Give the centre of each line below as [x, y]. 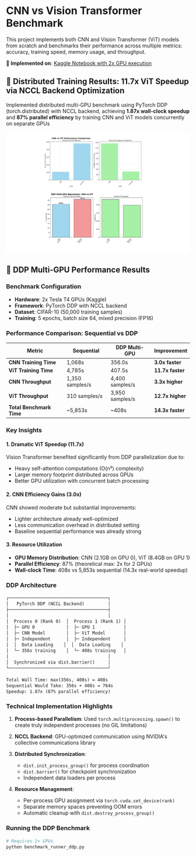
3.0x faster [168, 362]
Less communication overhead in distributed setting [77, 525]
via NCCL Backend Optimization [65, 91]
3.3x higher [169, 381]
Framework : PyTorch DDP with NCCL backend [71, 305]
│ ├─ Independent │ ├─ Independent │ [66, 639]
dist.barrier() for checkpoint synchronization [80, 772]
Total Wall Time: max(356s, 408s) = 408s [57, 680]
